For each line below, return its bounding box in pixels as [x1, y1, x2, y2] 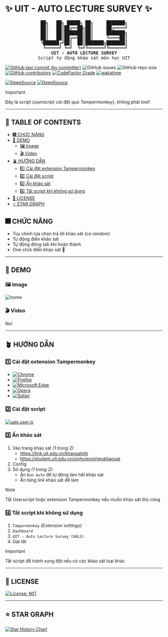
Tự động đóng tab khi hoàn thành [12, 241, 81, 247]
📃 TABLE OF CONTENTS [5, 118, 81, 127]
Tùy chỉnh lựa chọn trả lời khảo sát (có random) [12, 230, 110, 236]
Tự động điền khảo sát [12, 236, 59, 242]
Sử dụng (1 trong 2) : [12, 466, 54, 472]
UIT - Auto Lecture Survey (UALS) [12, 534, 84, 539]
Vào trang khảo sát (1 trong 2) [12, 445, 74, 451]
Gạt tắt [12, 539, 26, 545]
